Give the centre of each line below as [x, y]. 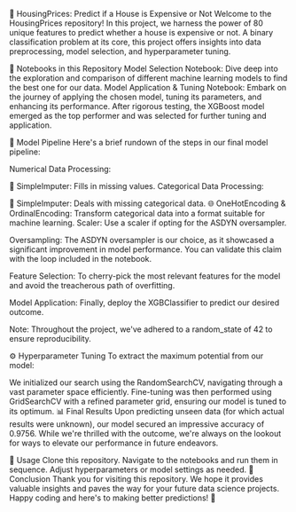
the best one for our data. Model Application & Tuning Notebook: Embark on [148, 87]
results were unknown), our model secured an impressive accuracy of [137, 424]
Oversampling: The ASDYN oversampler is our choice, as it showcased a [142, 240]
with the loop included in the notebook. [81, 259]
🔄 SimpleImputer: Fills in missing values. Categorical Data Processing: [136, 186]
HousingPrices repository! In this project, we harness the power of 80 [136, 23]
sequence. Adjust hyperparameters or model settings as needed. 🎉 [132, 469]
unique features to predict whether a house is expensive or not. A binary [141, 32]
